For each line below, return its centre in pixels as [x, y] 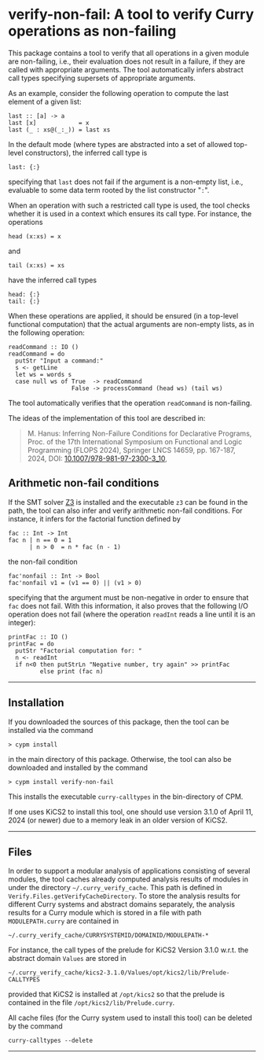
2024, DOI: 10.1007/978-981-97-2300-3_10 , [97, 458]
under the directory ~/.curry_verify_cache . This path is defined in [115, 888]
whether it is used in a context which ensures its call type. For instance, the [130, 213]
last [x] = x [49, 123]
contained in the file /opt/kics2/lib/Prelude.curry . [92, 1003]
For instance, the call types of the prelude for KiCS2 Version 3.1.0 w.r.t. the [128, 950]
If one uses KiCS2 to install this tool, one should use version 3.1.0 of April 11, [131, 812]
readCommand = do [37, 354]
